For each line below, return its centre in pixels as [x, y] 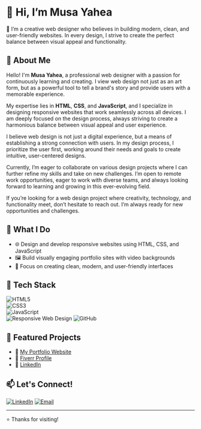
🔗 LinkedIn [28, 365]
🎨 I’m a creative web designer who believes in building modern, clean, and [98, 29]
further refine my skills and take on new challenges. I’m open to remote [94, 173]
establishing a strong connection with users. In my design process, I [90, 143]
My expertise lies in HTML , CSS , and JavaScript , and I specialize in [89, 106]
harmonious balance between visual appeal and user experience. [87, 125]
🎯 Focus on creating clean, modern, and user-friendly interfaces [94, 266]
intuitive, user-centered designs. [46, 155]
